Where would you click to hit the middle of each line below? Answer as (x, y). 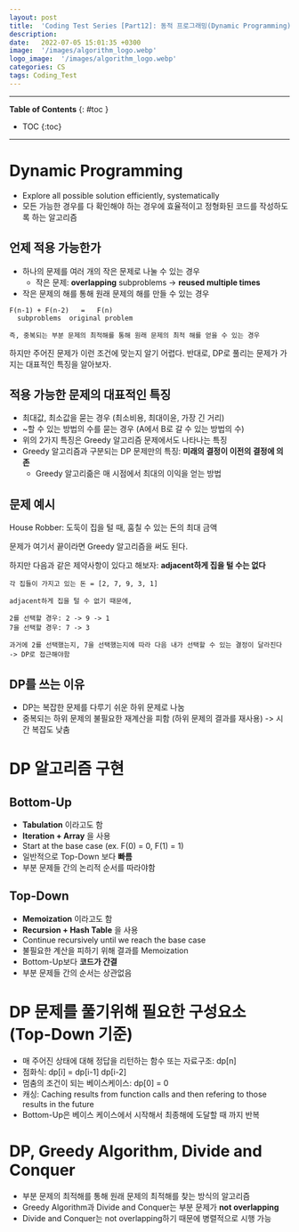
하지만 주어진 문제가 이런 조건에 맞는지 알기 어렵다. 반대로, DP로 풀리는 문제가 (144, 353)
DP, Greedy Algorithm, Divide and (136, 1151)
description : (33, 34)
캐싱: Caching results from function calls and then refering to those (144, 1094)
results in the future (58, 1104)
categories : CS (37, 68)
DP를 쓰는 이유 (47, 684)
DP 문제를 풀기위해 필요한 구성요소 (128, 1012)
